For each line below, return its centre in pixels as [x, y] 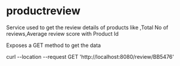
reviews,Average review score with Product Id [63, 33]
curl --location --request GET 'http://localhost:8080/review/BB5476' [90, 56]
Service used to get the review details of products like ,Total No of [87, 27]
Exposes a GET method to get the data [54, 45]
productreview [43, 11]
